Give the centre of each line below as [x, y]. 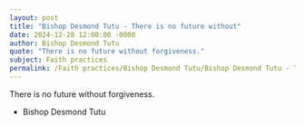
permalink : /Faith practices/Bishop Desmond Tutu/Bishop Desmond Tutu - [150, 69]
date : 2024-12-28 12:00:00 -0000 [73, 34]
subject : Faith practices [58, 60]
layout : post [34, 18]
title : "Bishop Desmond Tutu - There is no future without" [126, 26]
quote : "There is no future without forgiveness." [107, 52]
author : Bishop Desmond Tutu [64, 43]
